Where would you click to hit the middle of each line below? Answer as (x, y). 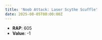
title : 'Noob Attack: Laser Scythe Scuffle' (51, 10)
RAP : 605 (22, 28)
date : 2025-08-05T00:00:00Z (34, 14)
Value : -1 (21, 33)
